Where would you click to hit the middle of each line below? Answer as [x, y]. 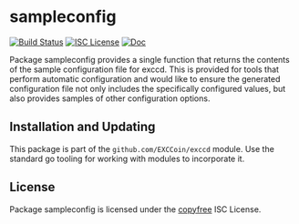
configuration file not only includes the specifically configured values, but [148, 88]
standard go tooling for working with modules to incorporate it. [127, 158]
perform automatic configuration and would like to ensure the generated [145, 78]
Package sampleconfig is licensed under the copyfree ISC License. [135, 209]
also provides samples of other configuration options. [110, 98]
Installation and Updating [82, 127]
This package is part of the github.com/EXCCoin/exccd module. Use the [142, 148]
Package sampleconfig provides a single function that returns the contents [149, 59]
